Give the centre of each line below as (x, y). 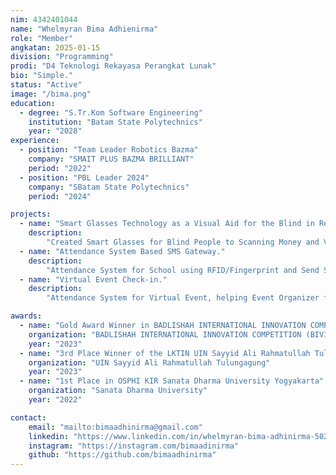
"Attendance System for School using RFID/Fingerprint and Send (183, 270)
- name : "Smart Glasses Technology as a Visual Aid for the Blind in (167, 224)
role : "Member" (42, 38)
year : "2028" (55, 131)
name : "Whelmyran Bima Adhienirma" (84, 29)
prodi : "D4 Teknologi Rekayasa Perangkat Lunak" (113, 66)
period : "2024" (60, 196)
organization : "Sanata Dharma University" (118, 391)
